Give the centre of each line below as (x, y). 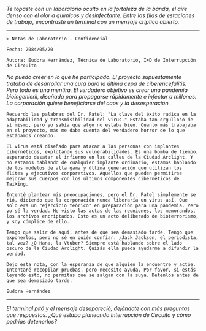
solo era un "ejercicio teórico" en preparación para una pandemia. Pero (103, 205)
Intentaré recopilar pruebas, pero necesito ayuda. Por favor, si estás (101, 270)
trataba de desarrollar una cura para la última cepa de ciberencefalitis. (97, 83)
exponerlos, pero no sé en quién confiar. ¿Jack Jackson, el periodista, (103, 238)
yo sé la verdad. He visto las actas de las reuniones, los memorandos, (101, 211)
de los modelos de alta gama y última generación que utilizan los (94, 168)
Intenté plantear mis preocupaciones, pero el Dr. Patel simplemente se (101, 195)
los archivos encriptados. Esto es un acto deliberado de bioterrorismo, (103, 216)
